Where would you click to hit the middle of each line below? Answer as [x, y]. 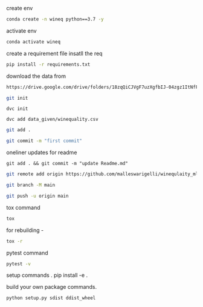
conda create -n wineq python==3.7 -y [55, 19]
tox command [23, 207]
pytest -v [19, 264]
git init [17, 98]
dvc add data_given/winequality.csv [52, 120]
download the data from [36, 76]
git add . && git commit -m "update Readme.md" [67, 164]
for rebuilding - [25, 230]
